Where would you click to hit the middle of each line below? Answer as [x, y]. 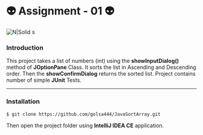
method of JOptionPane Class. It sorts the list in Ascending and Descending [101, 67]
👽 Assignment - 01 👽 [60, 11]
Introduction [25, 47]
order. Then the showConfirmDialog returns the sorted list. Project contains [101, 74]
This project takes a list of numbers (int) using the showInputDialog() [93, 61]
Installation [23, 102]
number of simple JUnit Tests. [44, 80]
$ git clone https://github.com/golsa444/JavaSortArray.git [84, 114]
